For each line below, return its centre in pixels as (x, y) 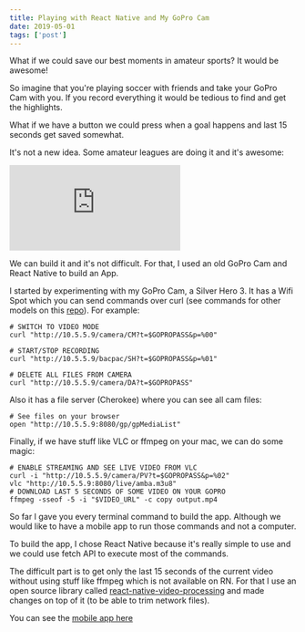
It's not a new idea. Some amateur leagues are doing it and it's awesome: (147, 152)
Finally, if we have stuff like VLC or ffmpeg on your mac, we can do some (147, 441)
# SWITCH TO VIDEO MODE (55, 327)
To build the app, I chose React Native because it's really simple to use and (150, 544)
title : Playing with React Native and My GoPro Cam (109, 18)
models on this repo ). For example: (75, 310)
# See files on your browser (65, 417)
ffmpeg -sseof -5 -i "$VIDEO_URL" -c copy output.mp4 (114, 500)
